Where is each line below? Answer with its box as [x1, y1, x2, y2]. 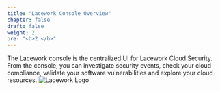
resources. [7, 76, 38, 84]
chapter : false [7, 16, 51, 23]
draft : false [7, 23, 44, 29]
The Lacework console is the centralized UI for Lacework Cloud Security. [7, 54, 213, 62]
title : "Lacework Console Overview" [7, 10, 111, 17]
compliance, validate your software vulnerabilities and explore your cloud [7, 69, 213, 77]
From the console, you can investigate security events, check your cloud [7, 62, 212, 70]
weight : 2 [7, 29, 36, 36]
